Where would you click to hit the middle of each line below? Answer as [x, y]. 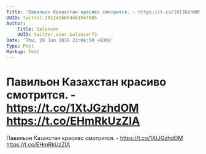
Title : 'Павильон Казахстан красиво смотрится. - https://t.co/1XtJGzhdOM [104, 12]
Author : [16, 23]
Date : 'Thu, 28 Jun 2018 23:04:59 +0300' [60, 40]
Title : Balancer [38, 29]
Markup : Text [23, 52]
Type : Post [20, 46]
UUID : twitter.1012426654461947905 [52, 18]
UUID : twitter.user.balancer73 [57, 35]
